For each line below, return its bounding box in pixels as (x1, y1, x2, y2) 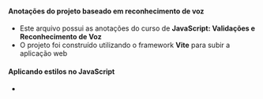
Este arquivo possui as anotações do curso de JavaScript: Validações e (19, 24, 255, 33)
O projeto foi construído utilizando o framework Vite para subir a (19, 40, 231, 50)
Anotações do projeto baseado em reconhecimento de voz (8, 6, 205, 16)
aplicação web (19, 49, 68, 58)
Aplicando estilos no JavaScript (8, 67, 115, 76)
